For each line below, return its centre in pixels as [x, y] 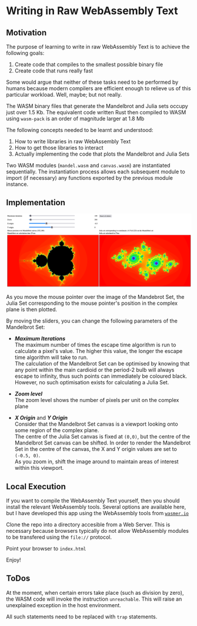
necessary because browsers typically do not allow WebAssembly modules [98, 531]
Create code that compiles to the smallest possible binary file [89, 64]
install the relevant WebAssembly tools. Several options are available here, [96, 507]
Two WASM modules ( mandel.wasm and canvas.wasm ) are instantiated [88, 165]
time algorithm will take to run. [51, 357]
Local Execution [36, 487]
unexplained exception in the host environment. [64, 605]
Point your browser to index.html [46, 548]
